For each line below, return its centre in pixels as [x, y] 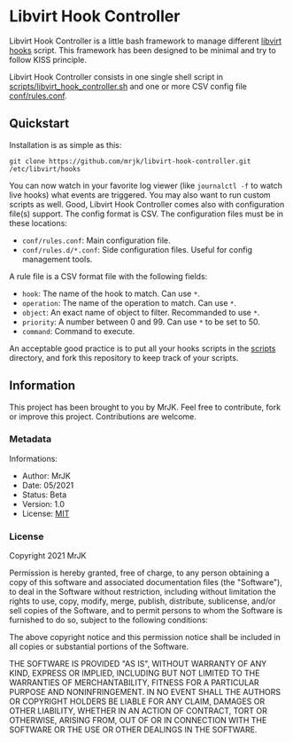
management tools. [57, 259]
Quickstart [39, 124]
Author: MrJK [46, 475]
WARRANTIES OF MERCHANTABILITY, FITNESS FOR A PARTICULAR [134, 683]
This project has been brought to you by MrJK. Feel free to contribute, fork [145, 407]
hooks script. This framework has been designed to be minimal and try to [143, 50]
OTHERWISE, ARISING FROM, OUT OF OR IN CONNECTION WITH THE [138, 721]
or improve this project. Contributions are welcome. [103, 416]
